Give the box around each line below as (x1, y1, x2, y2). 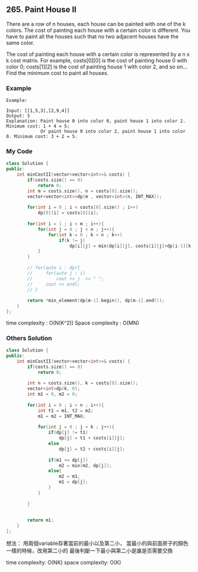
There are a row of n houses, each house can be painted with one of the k (6, 20, 186, 27)
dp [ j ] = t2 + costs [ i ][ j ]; (58, 446, 126, 452)
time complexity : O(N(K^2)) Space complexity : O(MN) (6, 319, 140, 326)
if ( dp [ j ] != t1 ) (48, 430, 88, 436)
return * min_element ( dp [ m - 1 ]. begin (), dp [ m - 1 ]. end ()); (27, 298, 165, 304)
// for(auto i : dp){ (27, 265, 81, 271)
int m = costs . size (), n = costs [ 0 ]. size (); (27, 188, 138, 194)
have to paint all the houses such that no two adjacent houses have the (6, 32, 179, 40)
